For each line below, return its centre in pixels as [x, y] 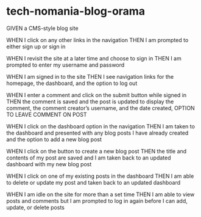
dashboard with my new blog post [49, 164]
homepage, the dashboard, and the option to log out [72, 83]
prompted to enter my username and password [65, 65]
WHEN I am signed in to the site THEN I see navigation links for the [90, 76]
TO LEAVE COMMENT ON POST [47, 114]
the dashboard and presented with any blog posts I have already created [97, 133]
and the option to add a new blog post [54, 139]
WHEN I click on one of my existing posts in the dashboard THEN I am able [100, 176]
